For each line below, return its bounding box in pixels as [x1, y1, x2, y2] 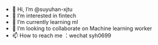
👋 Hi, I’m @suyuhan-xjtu [12, 6, 73, 13]
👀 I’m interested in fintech [12, 12, 77, 19]
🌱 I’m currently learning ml [12, 19, 78, 25]
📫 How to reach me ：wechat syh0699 [12, 32, 111, 39]
